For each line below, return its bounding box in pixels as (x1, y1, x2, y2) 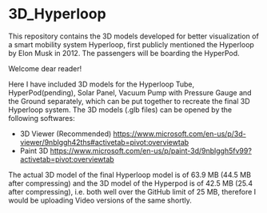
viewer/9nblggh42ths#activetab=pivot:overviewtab (19, 137, 189, 147)
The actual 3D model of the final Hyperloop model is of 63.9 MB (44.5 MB (8, 170, 252, 179)
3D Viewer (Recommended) (19, 129, 112, 139)
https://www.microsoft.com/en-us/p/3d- (113, 129, 246, 139)
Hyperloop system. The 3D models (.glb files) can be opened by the (8, 105, 233, 115)
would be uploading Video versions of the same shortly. (8, 195, 192, 205)
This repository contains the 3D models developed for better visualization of (8, 31, 260, 41)
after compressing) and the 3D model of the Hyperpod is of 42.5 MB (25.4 (8, 178, 253, 188)
